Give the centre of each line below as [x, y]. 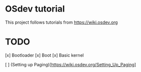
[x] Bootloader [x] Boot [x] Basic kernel [45, 55]
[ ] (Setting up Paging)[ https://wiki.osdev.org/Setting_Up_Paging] [70, 64]
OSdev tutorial [35, 9]
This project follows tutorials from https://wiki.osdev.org [61, 22]
